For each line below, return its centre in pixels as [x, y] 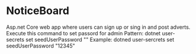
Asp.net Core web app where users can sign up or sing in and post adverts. [98, 27]
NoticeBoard [38, 11]
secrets [15, 39]
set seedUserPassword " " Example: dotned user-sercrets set [100, 39]
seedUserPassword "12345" [41, 46]
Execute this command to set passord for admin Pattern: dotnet [83, 33]
